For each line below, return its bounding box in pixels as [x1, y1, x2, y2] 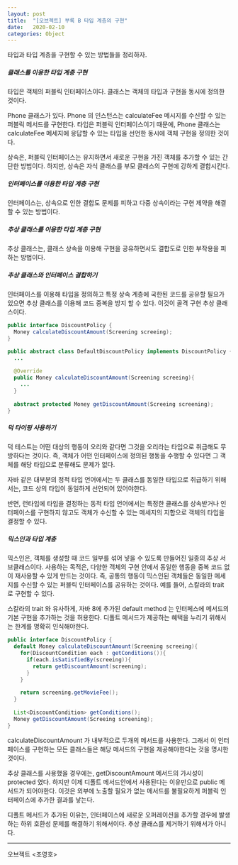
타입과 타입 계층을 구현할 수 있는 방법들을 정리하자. [7, 50, 147, 59]
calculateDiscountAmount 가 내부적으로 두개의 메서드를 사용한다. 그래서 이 [7, 736, 217, 744]
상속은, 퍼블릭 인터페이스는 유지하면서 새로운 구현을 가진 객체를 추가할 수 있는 [7, 153, 221, 162]
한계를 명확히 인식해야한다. [14, 622, 89, 631]
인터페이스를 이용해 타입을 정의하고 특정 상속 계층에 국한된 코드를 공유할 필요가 [7, 290, 225, 299]
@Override [13, 368, 42, 375]
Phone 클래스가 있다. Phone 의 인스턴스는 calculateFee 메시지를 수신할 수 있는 [7, 111, 227, 120]
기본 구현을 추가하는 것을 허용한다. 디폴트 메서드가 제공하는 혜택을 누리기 [7, 613, 208, 622]
